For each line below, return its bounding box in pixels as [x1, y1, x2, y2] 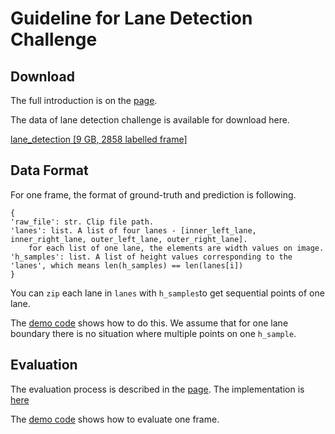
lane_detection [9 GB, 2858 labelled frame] [10, 133, 188, 145]
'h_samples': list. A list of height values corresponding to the [10, 252, 293, 262]
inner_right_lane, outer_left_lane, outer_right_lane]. [10, 234, 248, 244]
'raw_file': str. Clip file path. [10, 217, 155, 227]
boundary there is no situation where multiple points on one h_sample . [10, 327, 297, 339]
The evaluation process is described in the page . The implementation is [10, 383, 305, 395]
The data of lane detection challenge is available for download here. [10, 114, 290, 126]
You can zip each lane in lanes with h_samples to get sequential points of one [10, 287, 325, 299]
